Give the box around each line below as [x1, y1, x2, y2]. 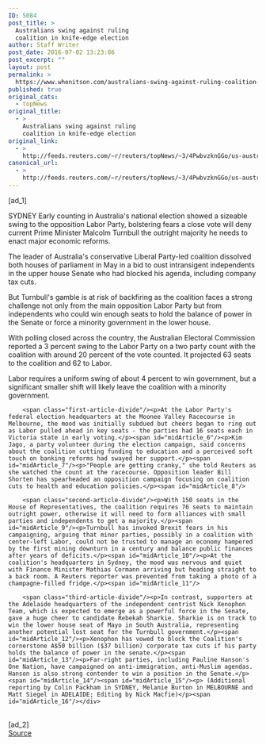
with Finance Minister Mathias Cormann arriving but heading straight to [8, 565, 257, 574]
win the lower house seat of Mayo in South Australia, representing [8, 620, 239, 629]
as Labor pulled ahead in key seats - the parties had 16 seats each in [8, 426, 253, 435]
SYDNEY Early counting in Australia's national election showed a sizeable [8, 211, 248, 221]
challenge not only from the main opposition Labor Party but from [8, 301, 222, 310]
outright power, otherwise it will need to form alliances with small [8, 509, 246, 518]
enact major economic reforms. [8, 236, 111, 246]
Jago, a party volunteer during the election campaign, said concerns [8, 440, 246, 448]
